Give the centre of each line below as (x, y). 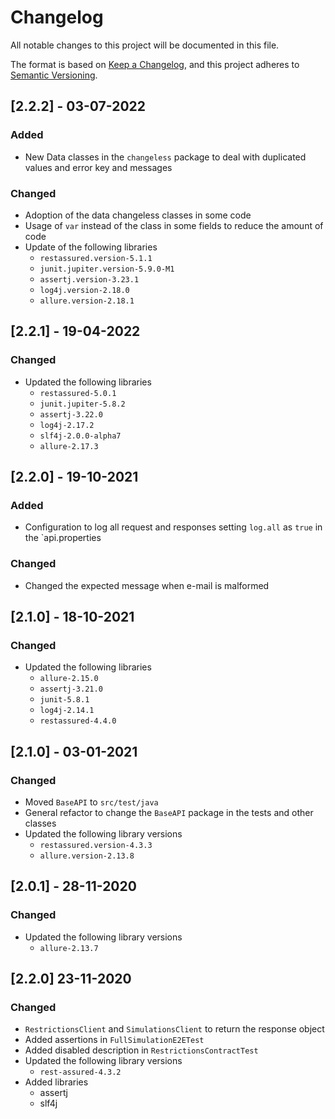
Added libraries (56, 1082)
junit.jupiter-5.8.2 (82, 404)
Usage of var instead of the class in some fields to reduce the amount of (174, 225)
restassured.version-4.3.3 (96, 845)
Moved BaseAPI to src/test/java (91, 802)
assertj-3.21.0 (71, 689)
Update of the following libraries (91, 247)
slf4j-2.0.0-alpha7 (80, 436)
